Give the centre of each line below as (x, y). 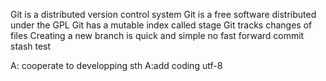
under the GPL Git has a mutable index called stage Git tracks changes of (161, 25)
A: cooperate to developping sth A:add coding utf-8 (116, 65)
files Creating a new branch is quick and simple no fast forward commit (157, 35)
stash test (31, 46)
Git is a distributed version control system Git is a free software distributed (163, 14)
